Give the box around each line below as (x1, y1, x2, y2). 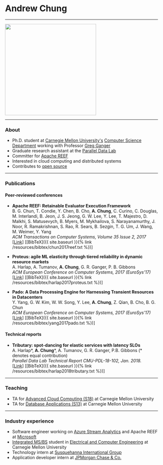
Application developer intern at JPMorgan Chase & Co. (12, 455, 122, 461)
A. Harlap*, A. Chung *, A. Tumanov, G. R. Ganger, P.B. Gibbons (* (12, 347, 143, 353)
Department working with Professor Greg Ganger (12, 143, 111, 149)
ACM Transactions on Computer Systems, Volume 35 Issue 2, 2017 (12, 234, 147, 240)
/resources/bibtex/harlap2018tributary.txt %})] (12, 368, 105, 374)
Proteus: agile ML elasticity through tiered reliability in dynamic (12, 254, 143, 260)
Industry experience (5, 417, 54, 424)
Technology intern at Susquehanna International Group (12, 449, 122, 455)
